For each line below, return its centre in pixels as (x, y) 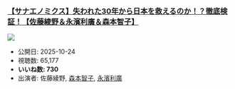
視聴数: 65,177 (38, 61)
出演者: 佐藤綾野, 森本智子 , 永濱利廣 (70, 78)
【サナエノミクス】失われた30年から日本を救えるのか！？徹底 (114, 11)
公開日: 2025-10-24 (47, 52)
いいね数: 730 (38, 69)
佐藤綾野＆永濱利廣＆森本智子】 (84, 21)
